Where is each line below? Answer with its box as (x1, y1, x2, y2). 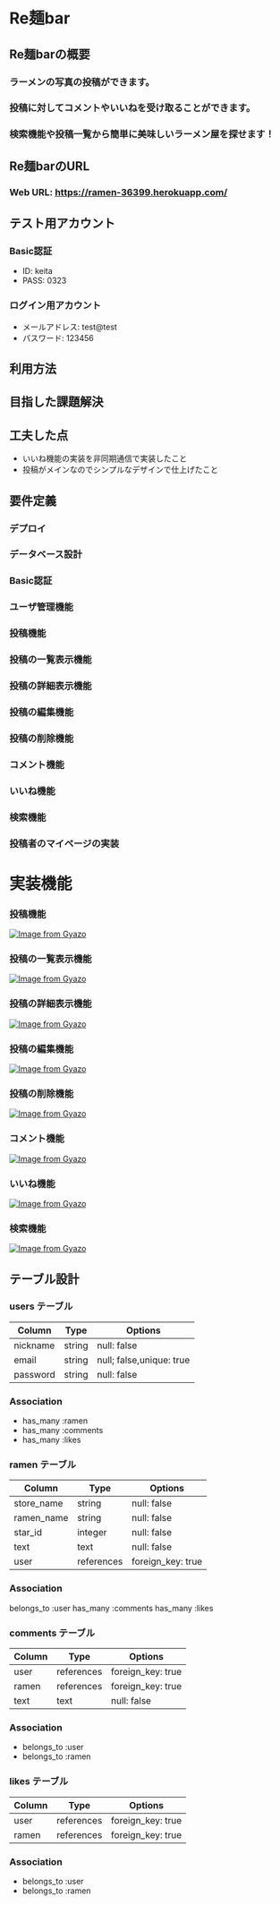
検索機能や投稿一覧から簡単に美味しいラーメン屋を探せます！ (9, 128, 275, 141)
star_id (13, 1526, 43, 1539)
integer (77, 1526, 107, 1539)
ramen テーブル (9, 1458, 77, 1471)
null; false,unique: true (97, 1354, 191, 1366)
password (13, 1368, 55, 1380)
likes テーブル (9, 1775, 69, 1788)
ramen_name (13, 1512, 69, 1525)
